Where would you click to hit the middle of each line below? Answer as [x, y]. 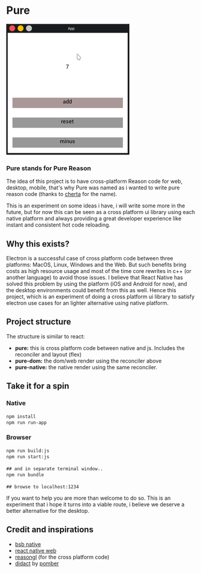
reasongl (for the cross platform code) [62, 557]
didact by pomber [37, 563]
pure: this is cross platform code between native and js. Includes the [100, 348]
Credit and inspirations [50, 530]
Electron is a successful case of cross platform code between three [90, 259]
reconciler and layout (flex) [48, 354]
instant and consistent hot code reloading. [58, 225]
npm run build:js [28, 451]
